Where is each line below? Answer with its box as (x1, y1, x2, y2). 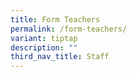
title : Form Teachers (10, 14, 101, 25)
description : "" (10, 42, 78, 53)
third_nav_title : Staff (10, 52, 110, 62)
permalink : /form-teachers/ (10, 24, 128, 34)
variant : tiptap (10, 33, 78, 43)
